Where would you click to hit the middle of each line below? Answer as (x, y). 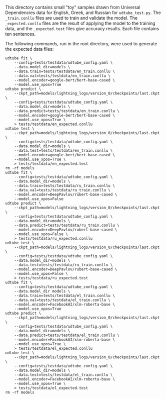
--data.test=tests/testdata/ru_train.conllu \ (63, 265)
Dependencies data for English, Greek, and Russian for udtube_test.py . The (83, 13)
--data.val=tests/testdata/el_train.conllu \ (62, 300)
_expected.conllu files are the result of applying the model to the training (80, 23)
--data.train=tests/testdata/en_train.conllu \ (64, 71)
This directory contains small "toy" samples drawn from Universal (73, 7)
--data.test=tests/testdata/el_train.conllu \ (63, 375)
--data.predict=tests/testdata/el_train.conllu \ (67, 335)
